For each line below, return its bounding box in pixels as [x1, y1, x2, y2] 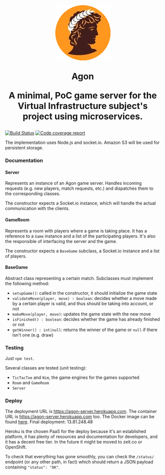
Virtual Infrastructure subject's [18, 101, 148, 112]
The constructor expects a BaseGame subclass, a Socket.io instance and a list [5, 248, 160, 254]
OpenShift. [5, 444, 27, 450]
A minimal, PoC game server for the [8, 90, 157, 101]
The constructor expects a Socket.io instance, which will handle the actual [5, 200, 156, 206]
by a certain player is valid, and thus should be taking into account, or [12, 301, 154, 306]
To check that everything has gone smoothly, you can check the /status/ [5, 454, 154, 460]
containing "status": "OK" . [5, 464, 60, 470]
